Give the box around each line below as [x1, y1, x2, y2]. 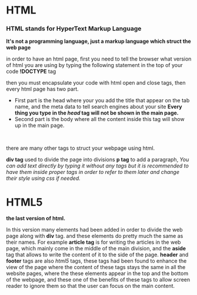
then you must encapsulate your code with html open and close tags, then [6, 79, 186, 86]
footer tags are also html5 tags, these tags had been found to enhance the [6, 257, 187, 264]
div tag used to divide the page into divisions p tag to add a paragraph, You [6, 156, 189, 163]
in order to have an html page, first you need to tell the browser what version [6, 55, 192, 62]
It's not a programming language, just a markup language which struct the [6, 38, 191, 45]
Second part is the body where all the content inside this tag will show [14, 116, 185, 123]
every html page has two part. [6, 86, 79, 93]
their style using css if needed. [6, 175, 81, 182]
